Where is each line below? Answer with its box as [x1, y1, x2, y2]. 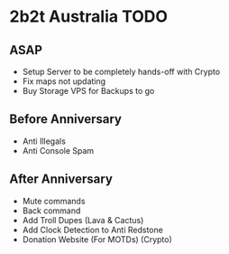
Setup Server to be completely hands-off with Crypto [22, 66, 221, 77]
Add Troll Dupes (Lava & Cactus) [22, 214, 144, 225]
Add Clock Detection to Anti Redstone [22, 224, 164, 235]
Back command [22, 205, 81, 216]
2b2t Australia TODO [9, 6, 169, 27]
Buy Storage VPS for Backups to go [22, 86, 155, 96]
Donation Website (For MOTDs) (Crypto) [22, 233, 173, 245]
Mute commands [22, 195, 86, 206]
